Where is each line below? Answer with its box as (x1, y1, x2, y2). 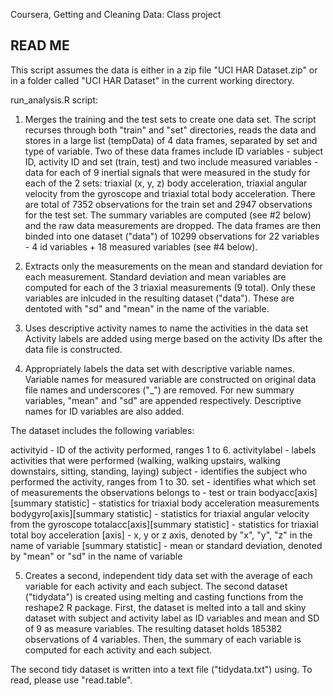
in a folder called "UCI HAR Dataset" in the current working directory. (10, 74, 295, 86)
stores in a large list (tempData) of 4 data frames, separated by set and (24, 134, 318, 146)
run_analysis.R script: (10, 94, 99, 106)
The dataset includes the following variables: (10, 424, 195, 436)
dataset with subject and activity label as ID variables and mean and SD (24, 612, 320, 624)
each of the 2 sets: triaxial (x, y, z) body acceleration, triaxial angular (24, 177, 308, 189)
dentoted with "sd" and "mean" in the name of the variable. (24, 302, 270, 314)
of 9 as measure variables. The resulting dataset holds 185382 (24, 622, 283, 634)
